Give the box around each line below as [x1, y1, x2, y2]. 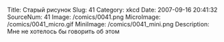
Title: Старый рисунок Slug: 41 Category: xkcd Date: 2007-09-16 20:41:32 [7, 6, 218, 14]
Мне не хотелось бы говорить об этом [7, 27, 120, 35]
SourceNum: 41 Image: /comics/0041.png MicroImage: [7, 13, 161, 21]
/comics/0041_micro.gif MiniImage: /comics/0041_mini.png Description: [7, 20, 210, 28]
